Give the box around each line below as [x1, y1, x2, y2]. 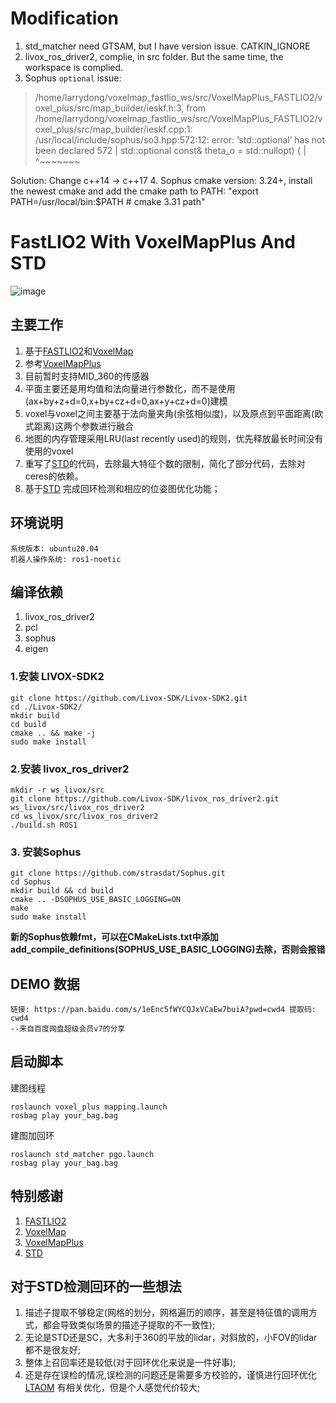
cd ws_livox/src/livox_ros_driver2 [10, 811, 159, 821]
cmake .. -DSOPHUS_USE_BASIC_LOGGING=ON [10, 895, 182, 905]
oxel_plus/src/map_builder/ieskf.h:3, [34, 102, 185, 114]
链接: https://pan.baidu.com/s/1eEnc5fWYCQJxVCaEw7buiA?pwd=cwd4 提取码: [10, 1005, 317, 1015]
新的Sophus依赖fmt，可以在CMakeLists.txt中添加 [10, 931, 219, 943]
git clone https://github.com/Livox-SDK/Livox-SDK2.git [10, 693, 248, 703]
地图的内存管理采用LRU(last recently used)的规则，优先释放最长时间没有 [24, 432, 324, 444]
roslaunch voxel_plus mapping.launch [10, 1102, 168, 1112]
